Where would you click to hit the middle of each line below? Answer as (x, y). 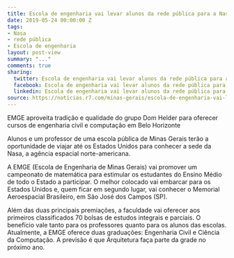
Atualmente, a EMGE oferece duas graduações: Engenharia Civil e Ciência (114, 232)
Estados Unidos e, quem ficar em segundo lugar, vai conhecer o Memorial (114, 189)
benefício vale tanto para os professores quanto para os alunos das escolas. (117, 225)
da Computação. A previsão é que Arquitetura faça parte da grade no (107, 240)
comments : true (29, 66)
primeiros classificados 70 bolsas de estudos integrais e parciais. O (104, 218)
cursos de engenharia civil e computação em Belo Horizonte (94, 125)
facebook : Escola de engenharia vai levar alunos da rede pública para (120, 85)
